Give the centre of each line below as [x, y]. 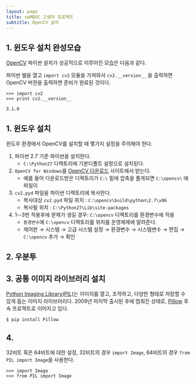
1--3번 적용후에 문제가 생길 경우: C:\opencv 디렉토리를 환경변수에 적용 [94, 215]
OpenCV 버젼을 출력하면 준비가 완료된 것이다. [59, 83]
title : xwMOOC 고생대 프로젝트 [40, 17]
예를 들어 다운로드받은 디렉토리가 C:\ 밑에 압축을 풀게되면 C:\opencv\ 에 [106, 178]
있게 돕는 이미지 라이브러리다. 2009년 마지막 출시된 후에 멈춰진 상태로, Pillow [94, 301]
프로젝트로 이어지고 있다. [40, 309]
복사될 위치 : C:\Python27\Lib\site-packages [76, 207]
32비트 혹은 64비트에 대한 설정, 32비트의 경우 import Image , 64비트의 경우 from [98, 353]
